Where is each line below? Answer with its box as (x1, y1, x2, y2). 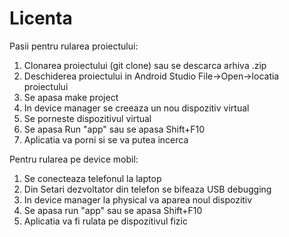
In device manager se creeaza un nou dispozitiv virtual (23, 102, 250, 114)
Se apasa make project (23, 91, 119, 103)
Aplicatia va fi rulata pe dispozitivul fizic (23, 215, 188, 227)
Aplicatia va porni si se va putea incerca (23, 133, 189, 146)
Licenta (9, 7, 73, 30)
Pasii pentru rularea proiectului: (9, 40, 139, 52)
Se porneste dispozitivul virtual (23, 112, 152, 124)
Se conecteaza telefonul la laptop (23, 172, 162, 184)
